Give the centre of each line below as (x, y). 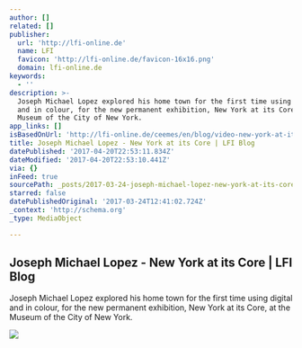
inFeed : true (34, 176)
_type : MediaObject (46, 218)
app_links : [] (36, 127)
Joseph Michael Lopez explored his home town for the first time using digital (151, 299)
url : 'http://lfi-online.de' (72, 43)
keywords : (28, 76)
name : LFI (36, 51)
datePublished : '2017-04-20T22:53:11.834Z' (92, 151)
